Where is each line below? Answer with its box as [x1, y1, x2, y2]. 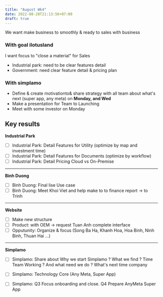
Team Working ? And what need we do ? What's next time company [12, 262, 148, 268]
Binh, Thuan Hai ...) [12, 233, 51, 239]
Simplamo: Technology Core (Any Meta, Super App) [12, 271, 116, 277]
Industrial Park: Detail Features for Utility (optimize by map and [12, 142, 138, 148]
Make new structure [12, 217, 52, 223]
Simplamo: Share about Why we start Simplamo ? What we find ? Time [12, 256, 153, 262]
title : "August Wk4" [5, 7, 47, 12]
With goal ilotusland [5, 42, 53, 49]
